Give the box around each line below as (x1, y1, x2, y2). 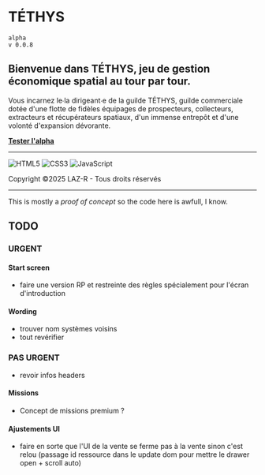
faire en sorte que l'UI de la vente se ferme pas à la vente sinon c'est (19, 442, 243, 451)
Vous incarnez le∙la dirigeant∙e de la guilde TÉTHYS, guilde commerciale (8, 95, 243, 105)
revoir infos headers (19, 370, 85, 380)
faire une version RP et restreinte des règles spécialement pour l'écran (19, 280, 249, 290)
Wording (8, 306, 37, 316)
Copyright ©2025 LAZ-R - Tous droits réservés (8, 174, 162, 183)
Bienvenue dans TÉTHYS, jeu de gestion (8, 62, 211, 76)
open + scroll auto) (19, 458, 81, 468)
